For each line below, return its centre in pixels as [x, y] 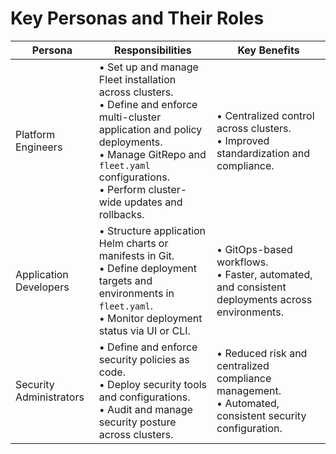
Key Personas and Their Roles [137, 18]
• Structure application [152, 230]
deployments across [264, 299]
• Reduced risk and [262, 353]
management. [249, 390]
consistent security [261, 415]
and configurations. [144, 397]
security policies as [144, 359]
